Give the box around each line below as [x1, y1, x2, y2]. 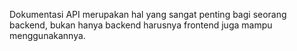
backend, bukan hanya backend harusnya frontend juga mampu [9, 19, 273, 31]
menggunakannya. [9, 30, 86, 41]
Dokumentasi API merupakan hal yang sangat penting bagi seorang [9, 9, 287, 20]
